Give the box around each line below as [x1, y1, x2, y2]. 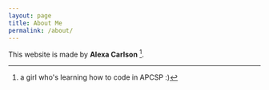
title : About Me [8, 19, 62, 27]
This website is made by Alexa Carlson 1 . [8, 49, 144, 60]
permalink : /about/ [8, 26, 74, 34]
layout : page [8, 11, 52, 20]
